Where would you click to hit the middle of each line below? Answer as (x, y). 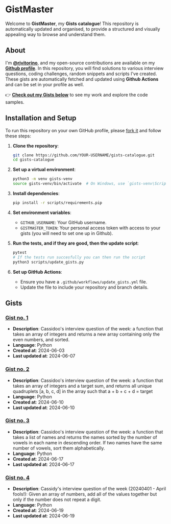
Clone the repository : (36, 146)
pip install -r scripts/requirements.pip (57, 203)
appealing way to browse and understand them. (56, 34)
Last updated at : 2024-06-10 (44, 408)
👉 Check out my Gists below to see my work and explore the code (77, 94)
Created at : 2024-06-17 (38, 459)
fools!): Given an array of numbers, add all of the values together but (85, 494)
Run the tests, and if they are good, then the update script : (76, 243)
